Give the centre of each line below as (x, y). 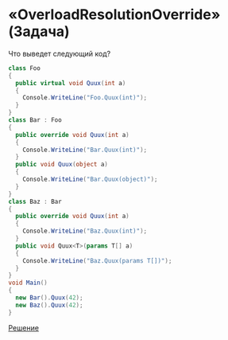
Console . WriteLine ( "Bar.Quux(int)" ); (85, 150)
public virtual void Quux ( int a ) (71, 83)
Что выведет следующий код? (60, 53)
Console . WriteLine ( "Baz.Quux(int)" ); (85, 231)
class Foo (25, 68)
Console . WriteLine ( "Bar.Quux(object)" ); (90, 180)
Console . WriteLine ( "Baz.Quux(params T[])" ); (97, 260)
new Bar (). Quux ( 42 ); (49, 298)
